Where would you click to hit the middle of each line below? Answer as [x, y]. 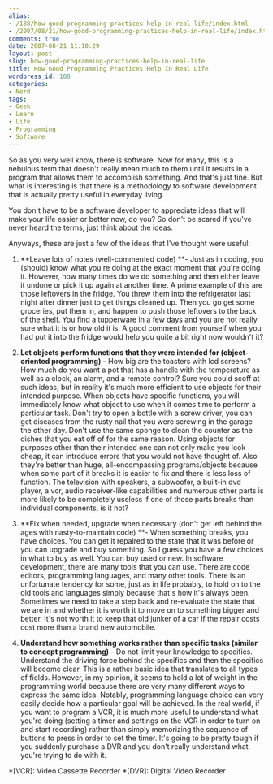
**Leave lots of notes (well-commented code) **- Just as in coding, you [142, 259]
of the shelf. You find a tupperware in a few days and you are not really [139, 319]
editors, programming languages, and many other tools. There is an [133, 575]
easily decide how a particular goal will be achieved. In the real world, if [140, 703]
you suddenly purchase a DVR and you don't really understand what [134, 746]
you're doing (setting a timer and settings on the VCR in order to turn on [140, 721]
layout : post [30, 54]
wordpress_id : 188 [39, 76]
